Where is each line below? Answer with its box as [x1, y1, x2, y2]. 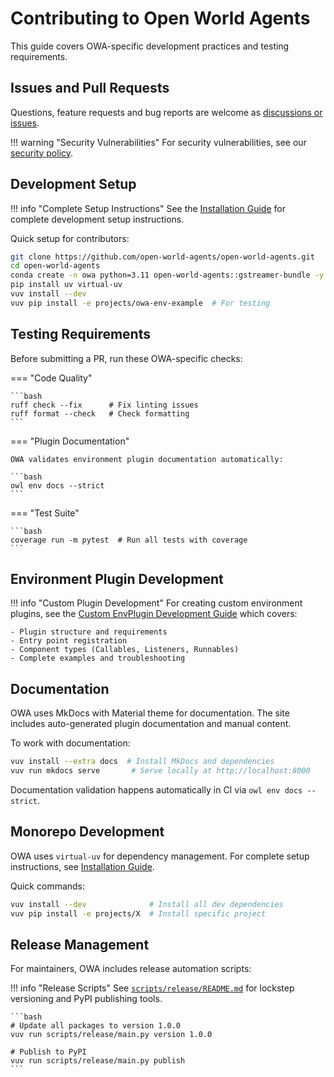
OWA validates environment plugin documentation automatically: [10, 454, 284, 464]
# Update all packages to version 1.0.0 [10, 1021, 182, 1031]
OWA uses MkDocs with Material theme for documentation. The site [10, 707, 290, 719]
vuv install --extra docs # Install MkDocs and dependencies [10, 757, 275, 767]
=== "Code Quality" [10, 372, 93, 384]
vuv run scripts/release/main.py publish [10, 1056, 186, 1066]
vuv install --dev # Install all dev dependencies [10, 899, 284, 909]
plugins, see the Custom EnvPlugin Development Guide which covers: [10, 608, 298, 620]
